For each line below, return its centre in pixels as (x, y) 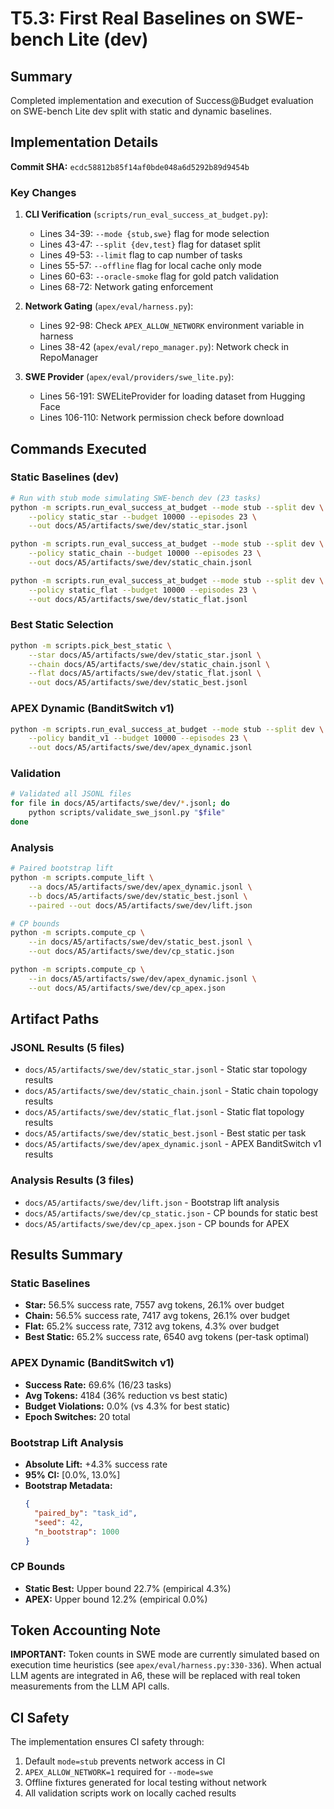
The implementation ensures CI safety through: (107, 1742)
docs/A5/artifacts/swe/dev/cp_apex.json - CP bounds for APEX (157, 1223)
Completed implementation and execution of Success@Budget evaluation (162, 100)
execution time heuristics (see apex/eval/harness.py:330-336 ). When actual (166, 1665)
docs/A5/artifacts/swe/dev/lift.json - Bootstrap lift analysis (152, 1202)
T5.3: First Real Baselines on (131, 18)
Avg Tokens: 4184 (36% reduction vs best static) (126, 1395)
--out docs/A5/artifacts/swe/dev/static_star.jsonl (138, 526)
